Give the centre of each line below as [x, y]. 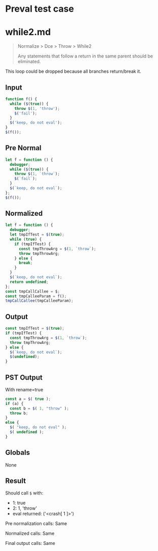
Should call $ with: [24, 493]
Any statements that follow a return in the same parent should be [85, 56]
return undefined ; [29, 282]
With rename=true [24, 389]
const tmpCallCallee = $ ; [32, 291]
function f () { [21, 99]
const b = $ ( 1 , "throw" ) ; [39, 408]
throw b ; [19, 413]
